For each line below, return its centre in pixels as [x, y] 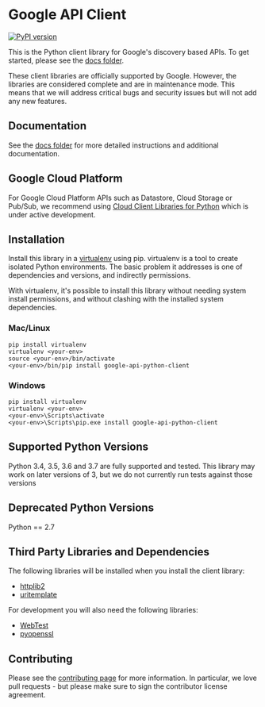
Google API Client [67, 15]
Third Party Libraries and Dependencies [109, 552]
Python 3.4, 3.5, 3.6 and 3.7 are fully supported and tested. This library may [132, 466]
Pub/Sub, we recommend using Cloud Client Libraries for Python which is [128, 206]
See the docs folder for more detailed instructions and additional [113, 145]
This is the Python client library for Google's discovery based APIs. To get [129, 52]
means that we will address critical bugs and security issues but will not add [132, 92]
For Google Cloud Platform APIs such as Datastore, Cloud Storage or [120, 198]
